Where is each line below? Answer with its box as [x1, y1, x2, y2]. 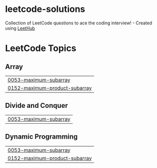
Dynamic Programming [5, 133, 78, 141]
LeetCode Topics [5, 43, 77, 54]
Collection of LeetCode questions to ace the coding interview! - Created [5, 20, 153, 26]
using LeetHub [5, 25, 35, 31]
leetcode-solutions [5, 3, 86, 15]
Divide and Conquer [5, 101, 68, 110]
